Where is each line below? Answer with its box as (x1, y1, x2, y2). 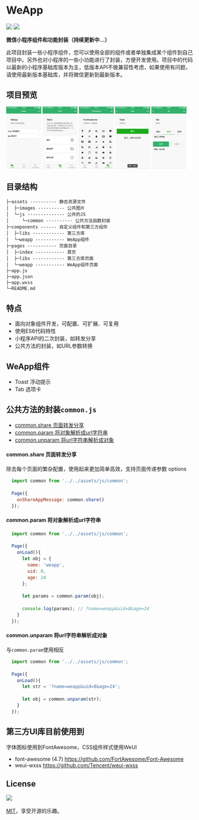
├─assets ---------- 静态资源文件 (6, 199, 86, 205)
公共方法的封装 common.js (6, 404, 97, 415)
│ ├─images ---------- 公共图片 (6, 205, 85, 211)
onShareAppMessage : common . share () (17, 496, 105, 503)
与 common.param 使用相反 (6, 646, 64, 653)
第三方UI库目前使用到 (6, 727, 85, 737)
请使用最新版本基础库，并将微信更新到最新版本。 (6, 71, 126, 78)
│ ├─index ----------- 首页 (6, 250, 76, 256)
